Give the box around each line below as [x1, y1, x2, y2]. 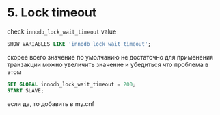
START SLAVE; [7, 87, 44, 94]
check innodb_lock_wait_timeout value [7, 27, 117, 36]
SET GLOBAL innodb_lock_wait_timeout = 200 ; [7, 81, 136, 88]
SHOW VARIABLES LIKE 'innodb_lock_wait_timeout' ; [7, 40, 152, 47]
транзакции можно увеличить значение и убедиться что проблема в [7, 60, 209, 68]
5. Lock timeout [7, 5, 97, 21]
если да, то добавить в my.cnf [7, 99, 94, 107]
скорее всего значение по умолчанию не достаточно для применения [7, 53, 214, 61]
